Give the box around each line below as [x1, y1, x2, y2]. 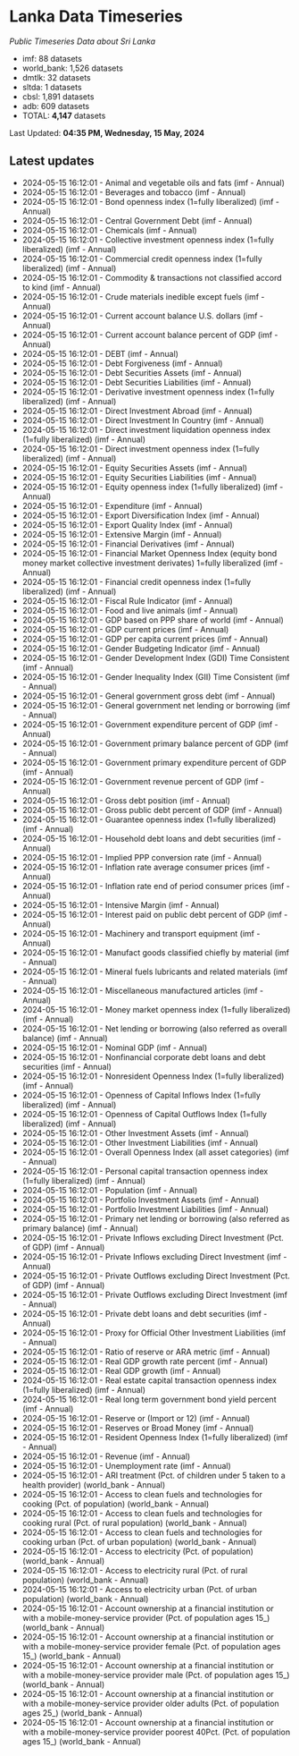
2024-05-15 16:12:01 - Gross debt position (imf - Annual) [21, 794, 230, 806]
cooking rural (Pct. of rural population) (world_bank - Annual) [21, 1517, 247, 1528]
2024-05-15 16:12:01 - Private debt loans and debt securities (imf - [21, 1308, 268, 1319]
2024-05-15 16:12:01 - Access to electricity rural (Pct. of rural [21, 1565, 248, 1575]
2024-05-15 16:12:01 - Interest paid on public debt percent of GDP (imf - [21, 909, 288, 920]
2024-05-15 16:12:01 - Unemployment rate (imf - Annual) [21, 1460, 232, 1471]
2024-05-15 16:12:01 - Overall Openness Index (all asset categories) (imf [21, 1147, 290, 1158]
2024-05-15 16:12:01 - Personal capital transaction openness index [21, 1166, 269, 1176]
